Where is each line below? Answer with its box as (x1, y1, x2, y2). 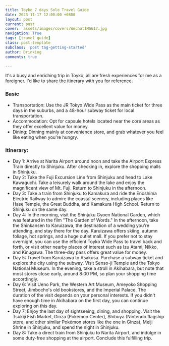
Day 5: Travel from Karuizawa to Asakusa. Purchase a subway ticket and (12, 254, 163, 260)
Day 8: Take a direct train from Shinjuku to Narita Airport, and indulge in (12, 329, 161, 335)
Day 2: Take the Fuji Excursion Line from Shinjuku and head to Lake (12, 174, 153, 180)
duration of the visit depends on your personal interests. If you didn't (12, 292, 155, 298)
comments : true (5, 54, 37, 60)
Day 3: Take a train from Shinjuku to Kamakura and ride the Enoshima (12, 190, 157, 196)
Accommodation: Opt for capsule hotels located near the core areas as (12, 118, 160, 124)
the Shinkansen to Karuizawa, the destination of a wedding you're (12, 222, 150, 228)
